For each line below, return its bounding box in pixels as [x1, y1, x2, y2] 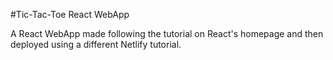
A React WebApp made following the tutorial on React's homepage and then [10, 28, 324, 39]
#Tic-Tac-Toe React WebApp [10, 9, 130, 20]
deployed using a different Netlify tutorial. [10, 39, 182, 50]
